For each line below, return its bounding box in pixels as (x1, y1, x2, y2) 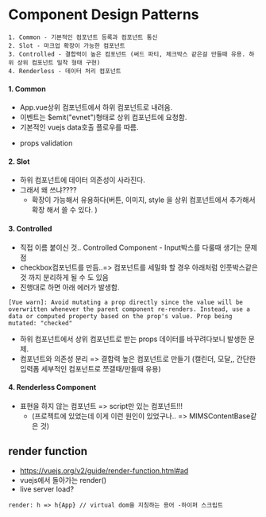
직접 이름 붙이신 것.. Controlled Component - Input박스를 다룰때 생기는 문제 (19, 243, 258, 252)
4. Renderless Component (8, 383, 97, 392)
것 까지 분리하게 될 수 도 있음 (19, 272, 109, 282)
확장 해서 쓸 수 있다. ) (31, 205, 98, 215)
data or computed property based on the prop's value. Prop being (8, 312, 233, 320)
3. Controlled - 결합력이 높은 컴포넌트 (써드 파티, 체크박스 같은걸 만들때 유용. (8, 50, 246, 58)
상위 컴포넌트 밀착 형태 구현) (17, 58, 101, 67)
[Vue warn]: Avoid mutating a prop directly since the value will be (8, 298, 244, 306)
